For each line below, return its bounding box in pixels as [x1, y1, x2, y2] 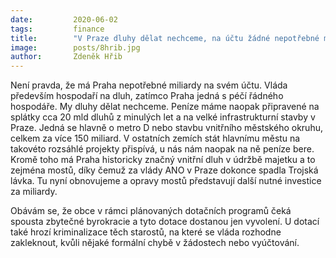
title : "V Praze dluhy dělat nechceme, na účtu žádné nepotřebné [10, 33, 320, 43]
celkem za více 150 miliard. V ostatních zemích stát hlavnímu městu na [10, 132, 301, 145]
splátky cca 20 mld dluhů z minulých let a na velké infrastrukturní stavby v [10, 111, 316, 123]
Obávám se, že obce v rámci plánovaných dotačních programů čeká [10, 205, 292, 217]
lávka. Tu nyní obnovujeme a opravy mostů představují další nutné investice [10, 175, 322, 187]
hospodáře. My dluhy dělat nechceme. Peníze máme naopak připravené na [10, 101, 320, 113]
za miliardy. [10, 186, 58, 198]
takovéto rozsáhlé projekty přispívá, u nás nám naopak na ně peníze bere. [10, 143, 315, 155]
